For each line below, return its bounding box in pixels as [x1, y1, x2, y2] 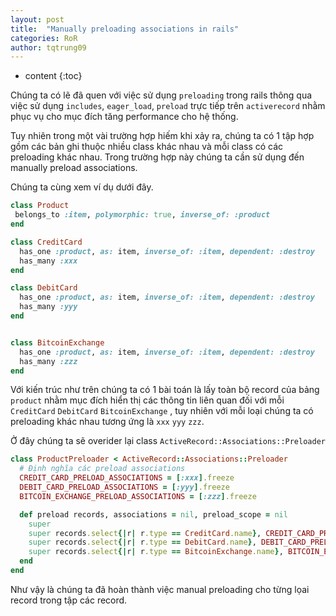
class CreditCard [10, 237, 83, 247]
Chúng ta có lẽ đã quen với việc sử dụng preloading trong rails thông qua [10, 89, 313, 101]
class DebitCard [10, 283, 78, 293]
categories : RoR [10, 33, 78, 43]
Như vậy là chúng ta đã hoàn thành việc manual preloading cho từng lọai [10, 583, 310, 595]
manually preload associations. [10, 162, 138, 174]
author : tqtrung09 [10, 42, 87, 53]
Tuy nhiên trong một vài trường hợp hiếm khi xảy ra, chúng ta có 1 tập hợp [10, 130, 315, 142]
